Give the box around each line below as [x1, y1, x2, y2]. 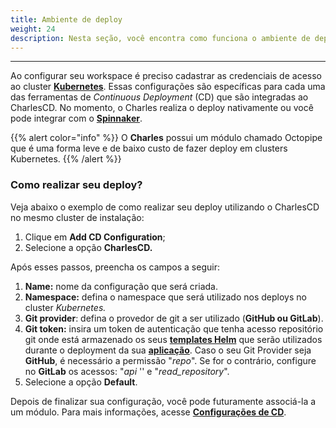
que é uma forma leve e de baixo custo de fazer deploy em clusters [10, 142, 288, 155]
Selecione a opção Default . [24, 376, 138, 388]
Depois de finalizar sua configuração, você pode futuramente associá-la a [10, 395, 317, 407]
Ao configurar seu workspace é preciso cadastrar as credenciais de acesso [10, 70, 322, 82]
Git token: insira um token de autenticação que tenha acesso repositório [24, 322, 324, 335]
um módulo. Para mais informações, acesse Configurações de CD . [10, 406, 287, 418]
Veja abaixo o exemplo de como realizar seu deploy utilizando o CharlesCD [10, 201, 320, 213]
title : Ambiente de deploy [10, 14, 123, 25]
